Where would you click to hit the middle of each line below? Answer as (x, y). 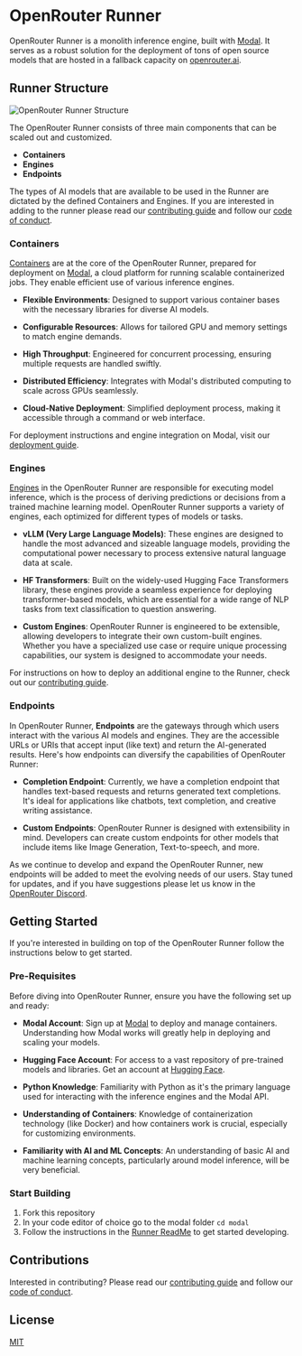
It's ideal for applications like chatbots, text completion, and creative (149, 801)
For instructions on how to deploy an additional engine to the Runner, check (150, 673)
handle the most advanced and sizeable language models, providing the (156, 543)
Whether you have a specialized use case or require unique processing (154, 645)
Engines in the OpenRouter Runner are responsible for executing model (142, 488)
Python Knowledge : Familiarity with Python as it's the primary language (156, 1087)
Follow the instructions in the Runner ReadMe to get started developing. (156, 1232)
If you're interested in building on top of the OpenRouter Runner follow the (147, 943)
